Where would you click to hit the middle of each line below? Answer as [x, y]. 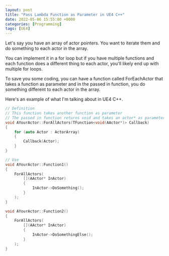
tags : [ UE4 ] [18, 29]
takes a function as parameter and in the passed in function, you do [75, 84]
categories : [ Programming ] [33, 24]
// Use [12, 160]
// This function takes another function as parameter [64, 113]
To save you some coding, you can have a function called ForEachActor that [84, 79]
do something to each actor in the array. [47, 48]
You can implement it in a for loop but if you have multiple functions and [80, 58]
